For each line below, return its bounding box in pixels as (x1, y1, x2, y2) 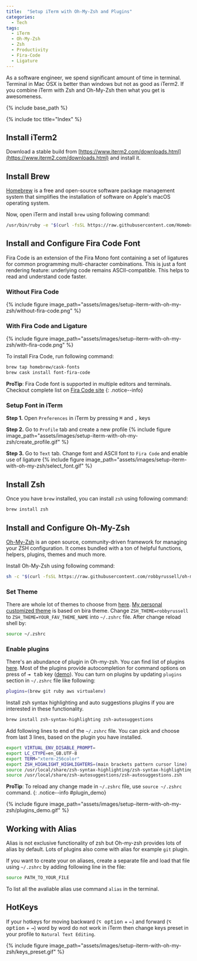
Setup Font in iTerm (6, 401, 63, 409)
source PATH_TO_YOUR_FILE (6, 875, 69, 881)
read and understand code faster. (6, 273, 87, 280)
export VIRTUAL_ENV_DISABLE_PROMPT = (6, 745, 96, 751)
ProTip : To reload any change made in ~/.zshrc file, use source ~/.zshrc (6, 783, 182, 790)
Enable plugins (6, 645, 50, 653)
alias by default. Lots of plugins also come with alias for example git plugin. (6, 846, 189, 853)
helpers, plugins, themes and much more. (6, 550, 107, 558)
